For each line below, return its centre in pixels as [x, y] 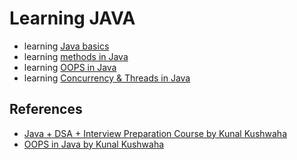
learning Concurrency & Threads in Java [107, 78]
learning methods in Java [76, 56]
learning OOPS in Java [70, 67]
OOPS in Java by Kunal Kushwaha [94, 144]
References [46, 109]
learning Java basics [66, 46]
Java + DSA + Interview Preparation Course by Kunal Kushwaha [155, 133]
